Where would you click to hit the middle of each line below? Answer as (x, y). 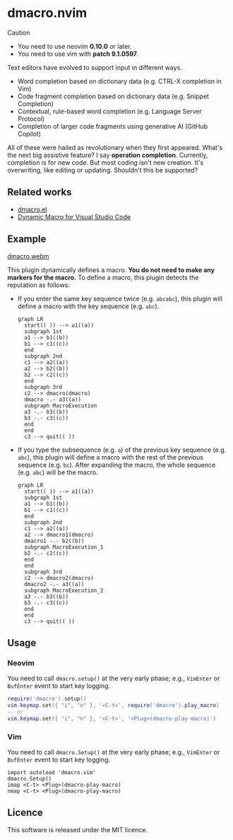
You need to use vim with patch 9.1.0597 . (78, 54)
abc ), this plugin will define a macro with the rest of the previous (110, 457)
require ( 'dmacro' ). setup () (47, 699)
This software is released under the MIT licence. (78, 829)
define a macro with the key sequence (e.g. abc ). (88, 306)
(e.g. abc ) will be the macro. (58, 472)
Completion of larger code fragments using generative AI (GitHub (113, 126)
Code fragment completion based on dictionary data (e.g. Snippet (113, 96)
